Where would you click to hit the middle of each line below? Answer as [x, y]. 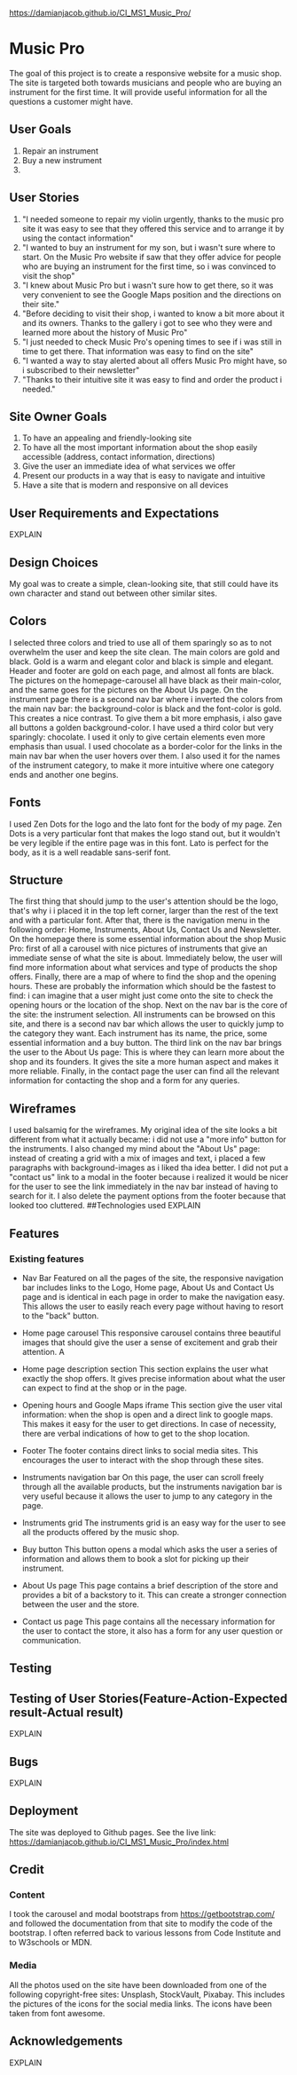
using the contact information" [78, 238]
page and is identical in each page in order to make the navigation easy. [153, 1296]
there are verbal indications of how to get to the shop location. [136, 1433]
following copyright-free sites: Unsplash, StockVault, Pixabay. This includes [147, 1994]
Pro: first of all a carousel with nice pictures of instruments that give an [138, 948]
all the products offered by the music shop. [101, 1532]
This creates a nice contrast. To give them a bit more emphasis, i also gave [145, 717]
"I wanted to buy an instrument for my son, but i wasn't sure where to [148, 247]
